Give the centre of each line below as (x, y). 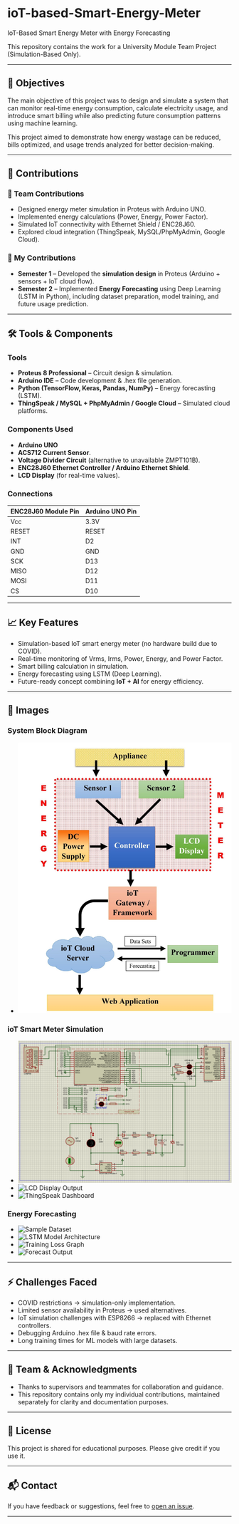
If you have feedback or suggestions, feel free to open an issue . (101, 1506)
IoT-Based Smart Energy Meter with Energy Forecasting (89, 33)
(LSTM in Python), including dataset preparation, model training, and (118, 296)
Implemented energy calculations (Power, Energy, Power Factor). (113, 217)
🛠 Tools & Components (60, 334)
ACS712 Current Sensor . (54, 452)
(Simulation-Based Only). (44, 54)
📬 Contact (32, 1486)
